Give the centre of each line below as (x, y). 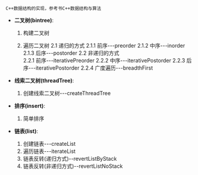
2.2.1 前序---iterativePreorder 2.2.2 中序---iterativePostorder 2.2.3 (104, 60)
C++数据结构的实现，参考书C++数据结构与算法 (54, 8)
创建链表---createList (49, 144)
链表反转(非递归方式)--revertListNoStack (73, 166)
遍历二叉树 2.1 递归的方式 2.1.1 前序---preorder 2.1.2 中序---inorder (104, 46)
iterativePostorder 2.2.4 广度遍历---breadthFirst (94, 68)
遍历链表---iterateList (49, 151)
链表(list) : (26, 131)
